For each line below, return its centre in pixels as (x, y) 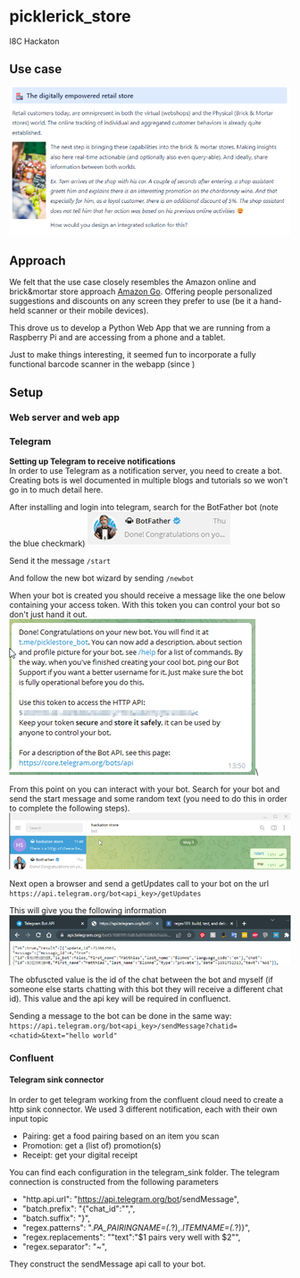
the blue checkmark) (47, 543)
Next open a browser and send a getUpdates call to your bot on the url (139, 883)
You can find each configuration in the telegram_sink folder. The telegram (144, 1172)
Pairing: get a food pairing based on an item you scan (121, 1136)
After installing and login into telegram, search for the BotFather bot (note (144, 507)
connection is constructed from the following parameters (114, 1181)
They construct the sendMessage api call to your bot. (108, 1264)
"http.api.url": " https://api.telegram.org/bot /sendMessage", (130, 1198)
